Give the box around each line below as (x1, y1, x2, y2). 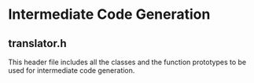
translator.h (8, 37, 67, 50)
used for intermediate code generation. (8, 66, 135, 75)
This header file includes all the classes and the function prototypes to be (8, 57, 246, 67)
